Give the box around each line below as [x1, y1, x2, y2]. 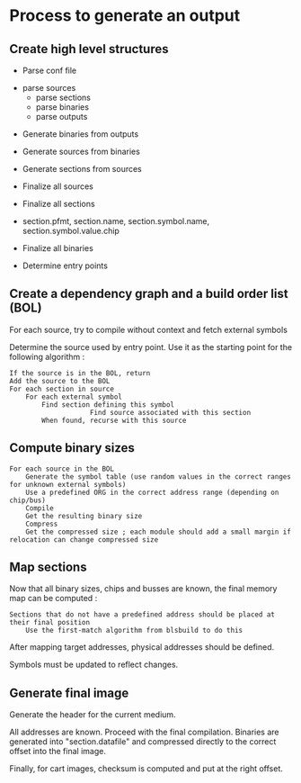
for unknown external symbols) [9, 480, 127, 489]
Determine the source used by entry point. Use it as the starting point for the [9, 341, 293, 352]
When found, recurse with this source [41, 416, 187, 425]
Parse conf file [22, 65, 77, 76]
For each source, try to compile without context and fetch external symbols [9, 324, 288, 335]
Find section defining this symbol [41, 400, 175, 409]
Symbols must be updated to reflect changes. [9, 659, 179, 670]
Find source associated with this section [89, 408, 252, 417]
